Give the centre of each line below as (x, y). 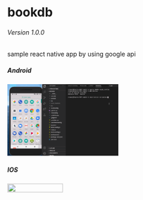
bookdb (30, 12)
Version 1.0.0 (26, 32)
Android (19, 70)
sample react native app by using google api (71, 54)
